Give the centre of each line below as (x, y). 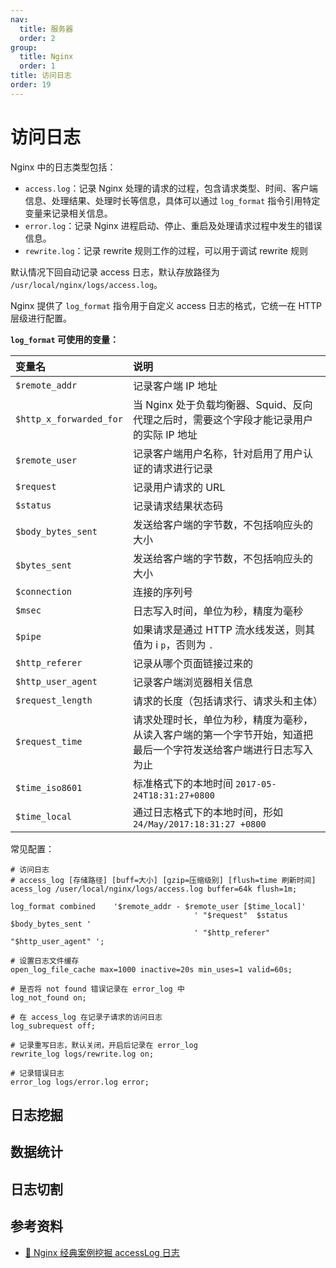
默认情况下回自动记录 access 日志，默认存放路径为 (115, 272)
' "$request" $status (240, 915)
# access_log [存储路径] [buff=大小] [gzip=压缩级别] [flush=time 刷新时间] (163, 880)
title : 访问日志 (41, 76)
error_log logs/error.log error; (80, 1082)
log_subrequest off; (53, 1026)
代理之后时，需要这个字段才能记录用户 (222, 419)
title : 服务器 (46, 29)
